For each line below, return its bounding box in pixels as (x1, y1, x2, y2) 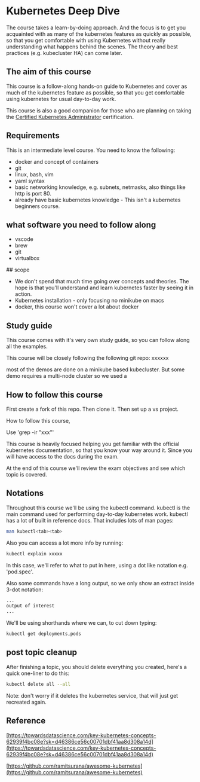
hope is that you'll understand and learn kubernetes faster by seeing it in (14, 284, 194, 291)
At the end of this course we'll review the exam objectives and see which (6, 465, 186, 472)
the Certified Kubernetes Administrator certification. (6, 113, 134, 120)
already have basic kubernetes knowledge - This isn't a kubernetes (14, 196, 181, 203)
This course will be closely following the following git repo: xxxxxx (6, 355, 169, 362)
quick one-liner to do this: (6, 670, 70, 677)
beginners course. (14, 202, 60, 210)
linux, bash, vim (14, 170, 54, 178)
